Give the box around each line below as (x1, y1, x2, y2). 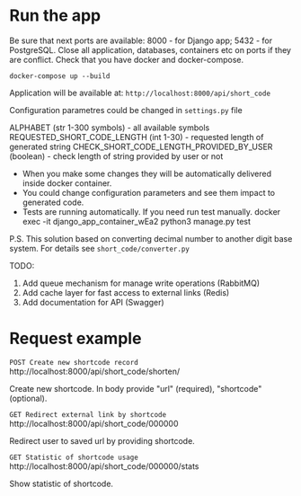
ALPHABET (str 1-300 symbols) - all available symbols (9, 122, 210, 133)
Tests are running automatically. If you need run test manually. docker (22, 206, 281, 217)
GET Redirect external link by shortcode (9, 410, 167, 419)
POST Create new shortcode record (9, 358, 139, 367)
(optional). (9, 393, 48, 403)
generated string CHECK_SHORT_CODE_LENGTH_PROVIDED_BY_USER (9, 141, 273, 152)
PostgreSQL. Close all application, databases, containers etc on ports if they (9, 44, 292, 55)
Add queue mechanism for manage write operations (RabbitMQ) (22, 278, 261, 288)
